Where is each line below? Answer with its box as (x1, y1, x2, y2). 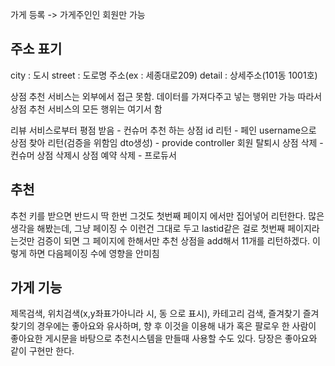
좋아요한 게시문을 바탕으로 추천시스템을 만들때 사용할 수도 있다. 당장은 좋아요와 (10, 333, 318, 345)
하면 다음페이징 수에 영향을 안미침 (28, 247, 160, 259)
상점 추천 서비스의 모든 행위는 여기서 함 (10, 103, 163, 115)
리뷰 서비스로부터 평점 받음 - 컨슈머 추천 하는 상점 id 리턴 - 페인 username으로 (10, 124, 317, 136)
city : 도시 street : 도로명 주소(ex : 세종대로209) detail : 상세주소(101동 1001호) (10, 69, 318, 81)
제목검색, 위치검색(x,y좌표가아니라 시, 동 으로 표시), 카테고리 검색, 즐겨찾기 (10, 308, 301, 320)
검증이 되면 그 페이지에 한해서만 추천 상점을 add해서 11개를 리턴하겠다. (36, 234, 311, 247)
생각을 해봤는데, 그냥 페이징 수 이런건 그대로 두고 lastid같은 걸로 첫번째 (10, 222, 286, 234)
